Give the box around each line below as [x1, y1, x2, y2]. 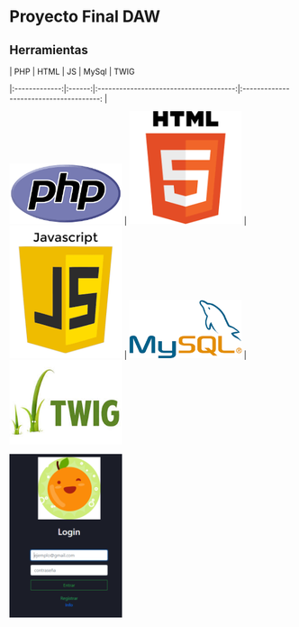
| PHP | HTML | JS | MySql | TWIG [9, 66, 135, 77]
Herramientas [9, 42, 88, 58]
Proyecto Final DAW [9, 6, 160, 27]
